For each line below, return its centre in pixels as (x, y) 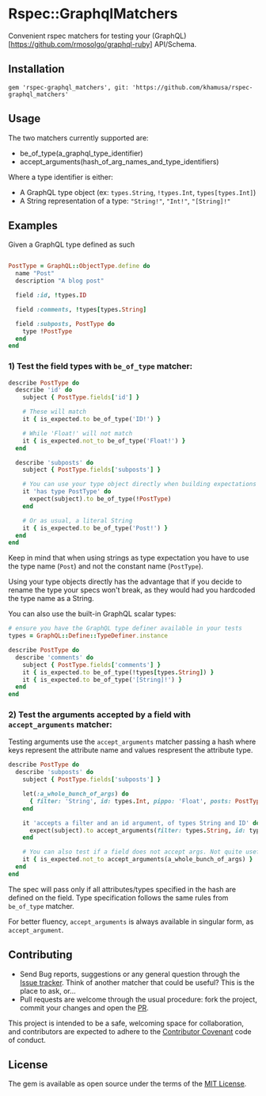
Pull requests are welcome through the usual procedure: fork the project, (138, 999)
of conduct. (27, 1040)
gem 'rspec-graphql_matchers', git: (68, 87)
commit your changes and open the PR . (84, 1007)
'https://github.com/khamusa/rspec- (192, 87)
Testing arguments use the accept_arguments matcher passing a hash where (132, 742)
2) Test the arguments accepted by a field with (100, 715)
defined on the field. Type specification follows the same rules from (118, 898)
